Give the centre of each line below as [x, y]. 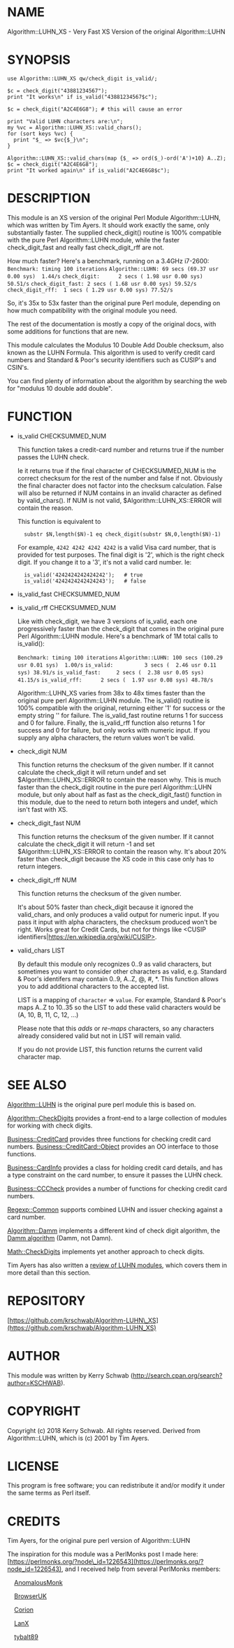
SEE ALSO [37, 1085]
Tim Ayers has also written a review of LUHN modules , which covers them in [117, 1265]
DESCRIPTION [49, 199]
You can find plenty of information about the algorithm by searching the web [117, 381]
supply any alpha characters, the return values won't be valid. [106, 738]
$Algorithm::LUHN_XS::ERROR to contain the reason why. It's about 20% [122, 851]
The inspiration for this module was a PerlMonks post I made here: [103, 1554]
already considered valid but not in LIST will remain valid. [99, 1036]
